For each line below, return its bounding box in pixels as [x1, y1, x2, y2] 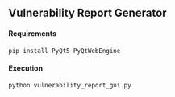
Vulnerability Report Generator [8, 6, 167, 20]
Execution [8, 63, 43, 73]
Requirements [8, 28, 57, 38]
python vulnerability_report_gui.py [8, 81, 131, 89]
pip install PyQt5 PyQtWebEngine [8, 46, 121, 55]
